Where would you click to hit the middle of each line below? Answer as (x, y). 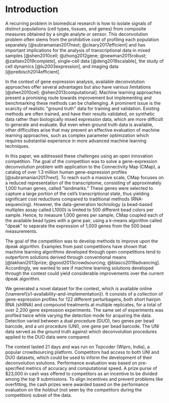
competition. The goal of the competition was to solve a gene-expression (81, 161)
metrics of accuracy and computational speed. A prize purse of (91, 368)
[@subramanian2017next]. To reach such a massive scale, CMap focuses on (84, 177)
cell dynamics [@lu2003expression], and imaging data (62, 66)
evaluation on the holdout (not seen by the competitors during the (74, 390)
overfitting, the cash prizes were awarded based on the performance (77, 384)
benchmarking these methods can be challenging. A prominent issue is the (83, 103)
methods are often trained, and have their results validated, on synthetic (80, 114)
